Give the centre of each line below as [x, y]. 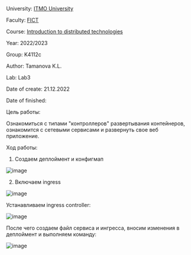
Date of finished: [26, 101]
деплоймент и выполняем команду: [51, 234]
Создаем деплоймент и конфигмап [59, 159]
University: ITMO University [40, 9]
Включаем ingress [38, 182]
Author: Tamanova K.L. [34, 66]
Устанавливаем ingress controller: [48, 205]
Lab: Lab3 [18, 77]
